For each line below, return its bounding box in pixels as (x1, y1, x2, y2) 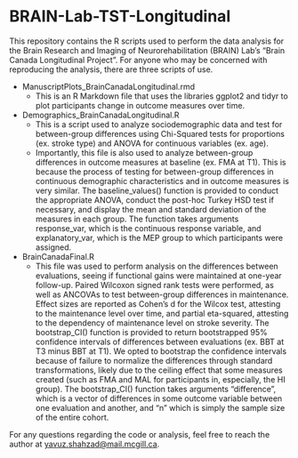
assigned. (35, 242, 72, 253)
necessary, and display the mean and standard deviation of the (35, 204, 267, 214)
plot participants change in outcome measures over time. (35, 100, 246, 110)
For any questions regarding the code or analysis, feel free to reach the (9, 429, 270, 439)
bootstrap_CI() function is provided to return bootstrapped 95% (35, 326, 269, 337)
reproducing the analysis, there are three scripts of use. (9, 64, 213, 75)
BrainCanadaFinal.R (21, 251, 95, 261)
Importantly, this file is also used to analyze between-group (35, 147, 254, 157)
